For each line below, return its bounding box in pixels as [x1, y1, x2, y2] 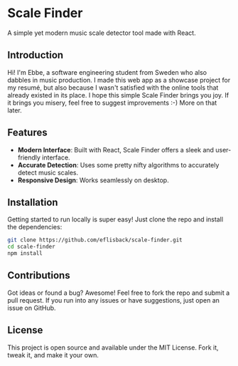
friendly [17, 153, 41, 162]
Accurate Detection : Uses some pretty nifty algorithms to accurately [17, 160, 220, 169]
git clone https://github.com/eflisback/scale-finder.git [7, 236, 183, 244]
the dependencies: [7, 223, 63, 231]
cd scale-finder [7, 244, 55, 251]
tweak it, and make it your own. [7, 350, 99, 359]
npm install [7, 250, 43, 257]
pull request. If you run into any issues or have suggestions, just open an [7, 296, 220, 304]
